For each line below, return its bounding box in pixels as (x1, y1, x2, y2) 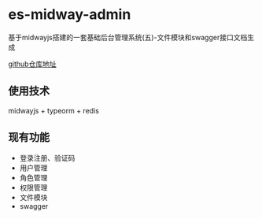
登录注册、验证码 (19, 153, 76, 162)
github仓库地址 (8, 59, 57, 69)
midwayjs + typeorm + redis (8, 106, 100, 115)
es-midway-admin (8, 6, 131, 24)
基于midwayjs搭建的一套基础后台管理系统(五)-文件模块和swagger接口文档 (8, 32, 248, 42)
